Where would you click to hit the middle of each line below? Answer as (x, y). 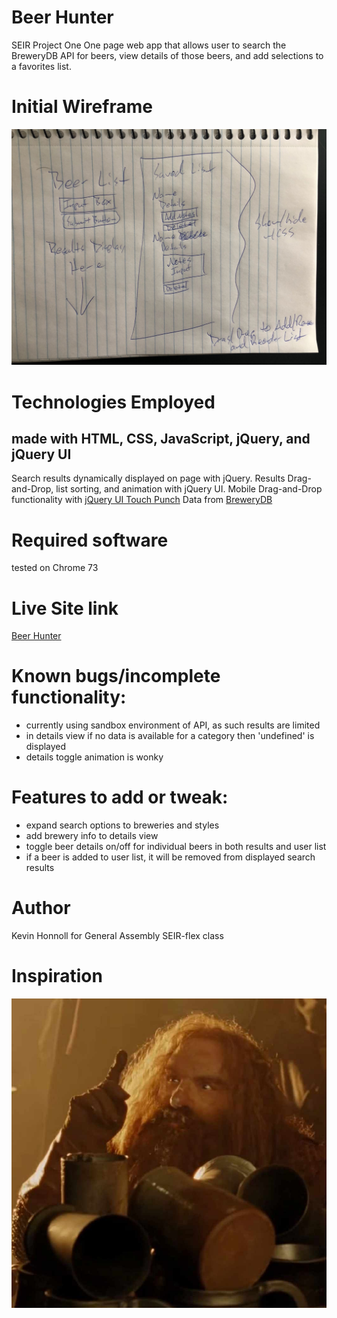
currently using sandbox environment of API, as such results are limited (173, 725)
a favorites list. (41, 66)
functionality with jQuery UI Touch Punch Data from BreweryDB (142, 500)
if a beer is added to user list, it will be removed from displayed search (170, 857)
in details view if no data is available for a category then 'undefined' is (170, 736)
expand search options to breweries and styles (122, 825)
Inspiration (57, 976)
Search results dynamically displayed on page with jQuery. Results (148, 478)
